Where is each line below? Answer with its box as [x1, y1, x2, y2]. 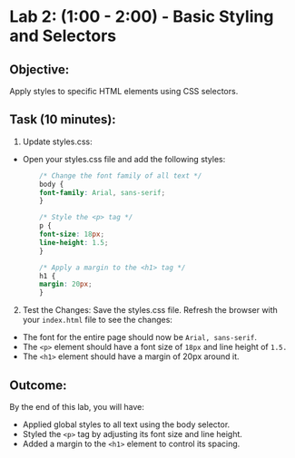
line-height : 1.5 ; [39, 238, 109, 247]
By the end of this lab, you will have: [9, 402, 145, 412]
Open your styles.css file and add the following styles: [22, 153, 226, 164]
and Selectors [9, 25, 116, 46]
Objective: [9, 62, 70, 77]
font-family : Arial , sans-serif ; [39, 188, 166, 197]
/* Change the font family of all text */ [39, 171, 202, 180]
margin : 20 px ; [39, 279, 93, 289]
